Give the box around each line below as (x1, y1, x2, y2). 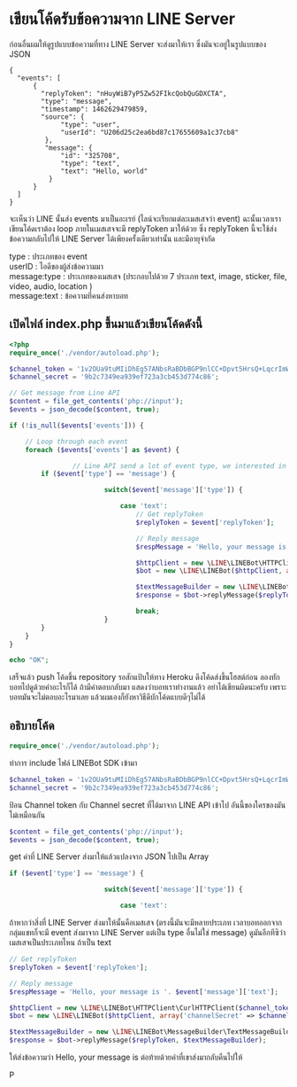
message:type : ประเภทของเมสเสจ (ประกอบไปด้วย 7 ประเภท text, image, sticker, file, (9, 270, 287, 281)
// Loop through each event (25, 437, 128, 446)
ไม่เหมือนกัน (9, 809, 46, 820)
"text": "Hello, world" (60, 167, 148, 176)
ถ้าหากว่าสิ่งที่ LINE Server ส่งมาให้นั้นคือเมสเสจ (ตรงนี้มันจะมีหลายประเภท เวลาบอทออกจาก (9, 918, 283, 928)
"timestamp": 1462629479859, (41, 105, 148, 113)
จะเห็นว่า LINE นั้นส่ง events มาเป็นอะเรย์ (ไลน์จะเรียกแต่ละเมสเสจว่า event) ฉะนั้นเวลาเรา (9, 213, 281, 223)
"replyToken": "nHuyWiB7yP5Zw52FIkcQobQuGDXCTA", (41, 89, 227, 98)
